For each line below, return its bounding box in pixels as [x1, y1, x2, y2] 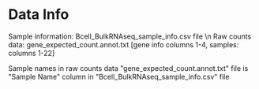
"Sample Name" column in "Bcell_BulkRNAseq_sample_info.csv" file [8, 72, 230, 81]
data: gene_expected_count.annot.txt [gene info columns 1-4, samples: [8, 39, 239, 49]
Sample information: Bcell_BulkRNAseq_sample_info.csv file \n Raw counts [8, 32, 252, 41]
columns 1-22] [8, 48, 55, 57]
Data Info [8, 6, 69, 24]
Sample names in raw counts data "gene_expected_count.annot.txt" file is [8, 63, 249, 72]
